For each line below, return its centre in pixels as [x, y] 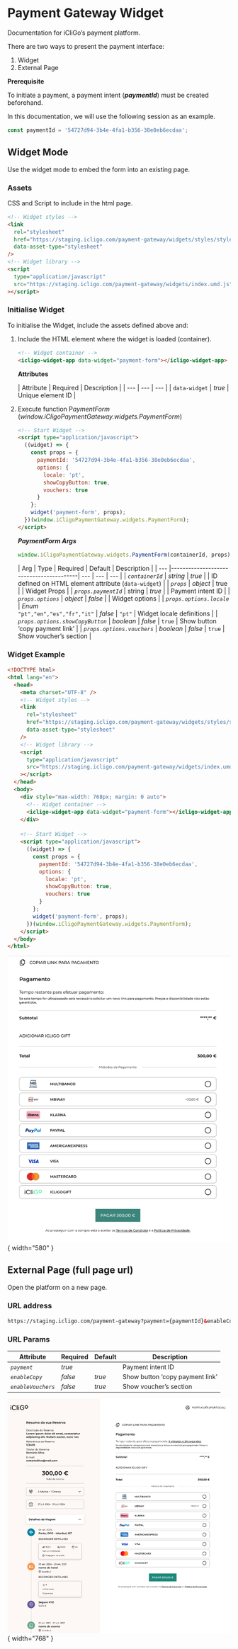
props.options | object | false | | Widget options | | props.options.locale [123, 598]
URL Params [29, 1339]
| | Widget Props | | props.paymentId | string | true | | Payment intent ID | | [124, 591]
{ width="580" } [31, 1247]
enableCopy [26, 1378]
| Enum [28, 606]
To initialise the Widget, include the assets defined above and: [98, 325]
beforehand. [25, 102]
